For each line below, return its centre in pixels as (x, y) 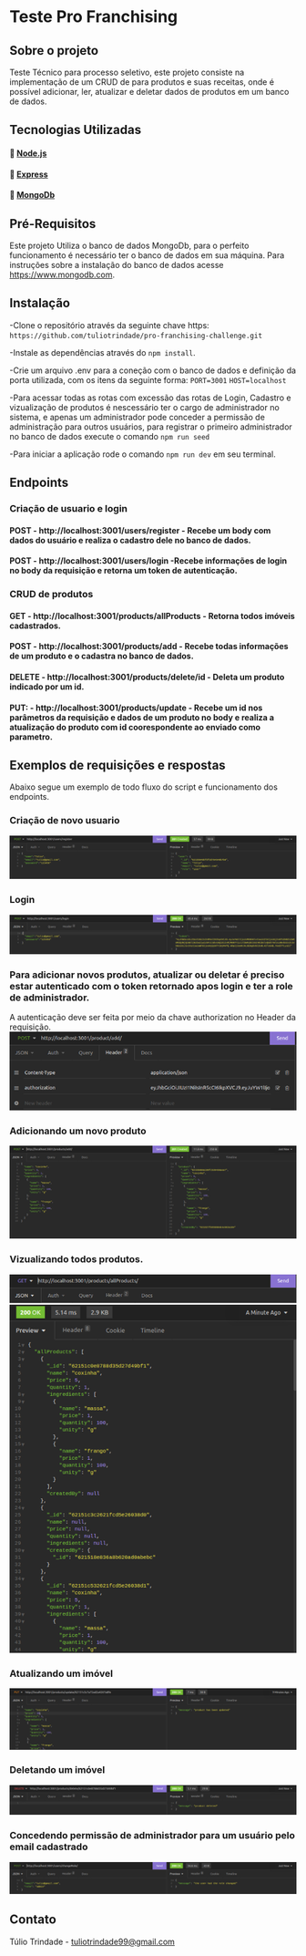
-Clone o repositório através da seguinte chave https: (109, 325)
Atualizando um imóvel (61, 1673)
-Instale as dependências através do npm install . (102, 352)
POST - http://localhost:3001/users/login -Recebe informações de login (148, 561)
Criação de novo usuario (65, 821)
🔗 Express (29, 174)
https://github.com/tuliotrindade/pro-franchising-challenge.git (136, 336)
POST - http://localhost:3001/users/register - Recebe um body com (140, 530)
